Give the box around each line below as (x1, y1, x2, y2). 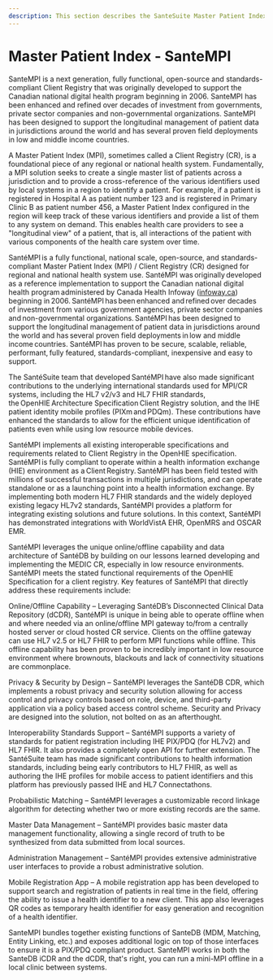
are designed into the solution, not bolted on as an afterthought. (8, 711, 222, 721)
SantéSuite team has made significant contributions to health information (8, 754, 253, 763)
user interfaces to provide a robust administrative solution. (8, 861, 205, 871)
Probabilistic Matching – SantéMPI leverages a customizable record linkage (8, 795, 260, 805)
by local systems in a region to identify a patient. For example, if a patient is (8, 185, 262, 195)
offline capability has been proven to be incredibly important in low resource (8, 644, 264, 654)
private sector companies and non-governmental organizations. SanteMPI (8, 108, 256, 118)
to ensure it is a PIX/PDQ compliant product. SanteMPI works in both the (8, 945, 250, 955)
